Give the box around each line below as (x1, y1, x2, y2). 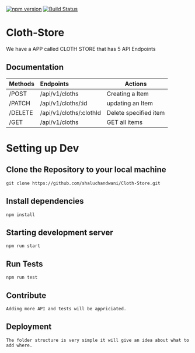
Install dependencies (6, 196, 84, 206)
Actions (124, 80, 147, 88)
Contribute (6, 290, 47, 300)
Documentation (6, 62, 64, 73)
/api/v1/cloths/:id (40, 99, 88, 107)
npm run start (6, 243, 41, 249)
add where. (6, 342, 33, 348)
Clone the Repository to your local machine (6, 164, 166, 175)
